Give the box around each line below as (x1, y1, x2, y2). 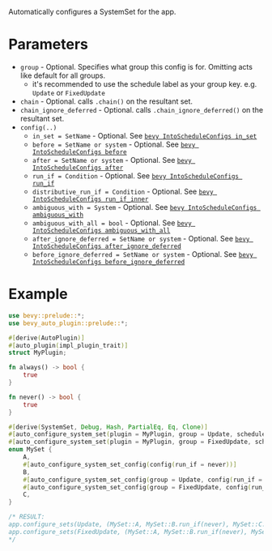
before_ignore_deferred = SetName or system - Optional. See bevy (32, 249, 253, 258)
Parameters (8, 36, 89, 53)
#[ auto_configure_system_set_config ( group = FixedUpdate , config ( (23, 483, 252, 491)
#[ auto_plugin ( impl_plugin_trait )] (8, 341, 129, 349)
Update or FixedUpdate (32, 88, 105, 97)
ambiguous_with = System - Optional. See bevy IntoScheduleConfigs (32, 202, 257, 211)
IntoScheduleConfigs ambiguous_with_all (32, 226, 171, 234)
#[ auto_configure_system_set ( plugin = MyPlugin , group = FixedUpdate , (8, 438, 252, 446)
